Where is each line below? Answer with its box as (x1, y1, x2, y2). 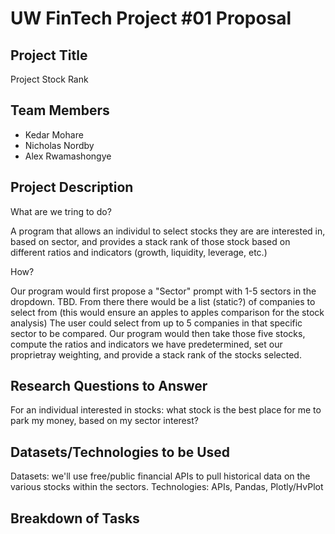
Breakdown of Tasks (10, 510, 140, 527)
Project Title (10, 47, 88, 64)
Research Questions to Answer (10, 378, 208, 395)
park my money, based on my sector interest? (10, 415, 199, 427)
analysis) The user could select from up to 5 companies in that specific (10, 317, 303, 329)
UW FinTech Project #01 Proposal (10, 7, 292, 30)
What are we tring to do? (10, 205, 112, 217)
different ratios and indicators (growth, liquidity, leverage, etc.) (10, 246, 268, 258)
